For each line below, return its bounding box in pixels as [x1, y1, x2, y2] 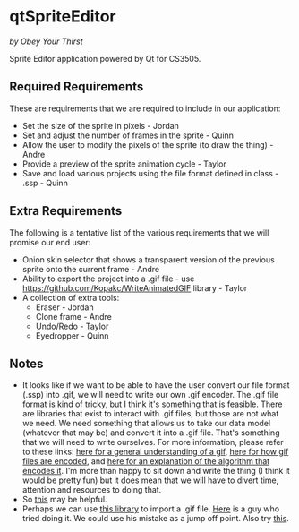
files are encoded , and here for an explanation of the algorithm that [21, 456, 270, 467]
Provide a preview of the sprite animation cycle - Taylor [21, 159, 226, 169]
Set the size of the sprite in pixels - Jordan [21, 120, 179, 131]
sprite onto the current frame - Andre [21, 263, 160, 274]
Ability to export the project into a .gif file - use [21, 273, 195, 284]
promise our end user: [9, 236, 91, 247]
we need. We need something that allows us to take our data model [21, 418, 271, 429]
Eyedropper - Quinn [35, 330, 109, 341]
